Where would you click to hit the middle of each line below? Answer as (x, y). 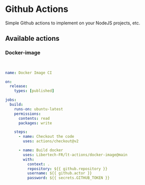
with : (29, 159)
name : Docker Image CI (29, 73)
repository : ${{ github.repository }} (67, 169)
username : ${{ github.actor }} (60, 173)
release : (19, 86)
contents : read (34, 118)
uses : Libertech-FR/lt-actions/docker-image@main (75, 155)
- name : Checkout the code (46, 137)
